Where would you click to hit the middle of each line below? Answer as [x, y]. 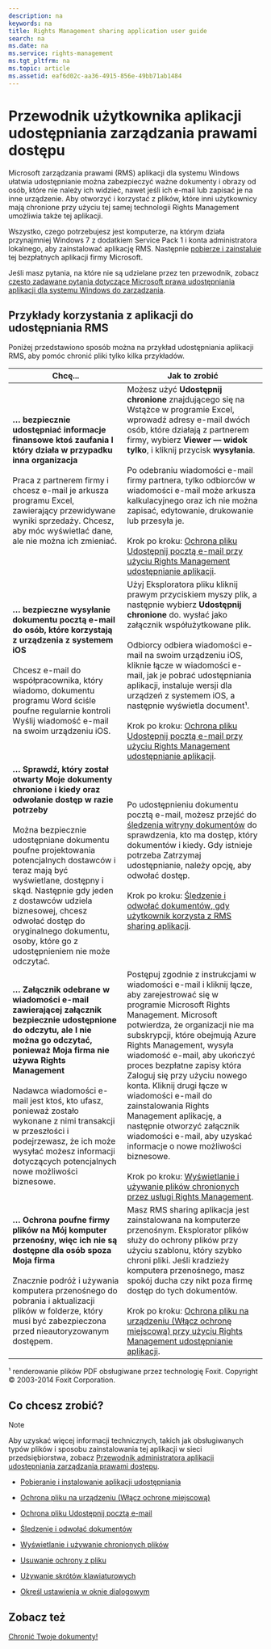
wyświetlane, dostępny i [58, 880]
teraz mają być [40, 871]
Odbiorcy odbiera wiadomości [184, 645]
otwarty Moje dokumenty [63, 779]
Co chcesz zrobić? [56, 1405]
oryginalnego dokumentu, [61, 931]
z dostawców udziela [52, 900]
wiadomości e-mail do [170, 1096]
